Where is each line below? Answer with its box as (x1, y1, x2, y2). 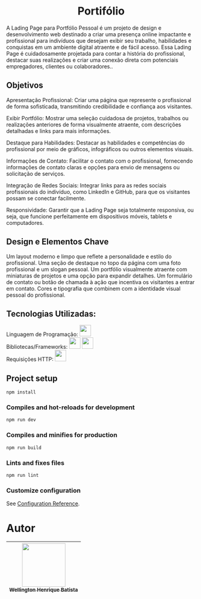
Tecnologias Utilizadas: (6, 308, 96, 319)
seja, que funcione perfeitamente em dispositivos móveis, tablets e (6, 213, 173, 220)
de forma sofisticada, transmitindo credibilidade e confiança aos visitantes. (6, 103, 193, 110)
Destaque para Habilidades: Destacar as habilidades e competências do (6, 139, 185, 146)
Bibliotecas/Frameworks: (6, 343, 68, 351)
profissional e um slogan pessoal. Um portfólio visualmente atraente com (6, 265, 188, 273)
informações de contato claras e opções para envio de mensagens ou (6, 163, 180, 170)
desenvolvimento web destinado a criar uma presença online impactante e (6, 30, 191, 37)
